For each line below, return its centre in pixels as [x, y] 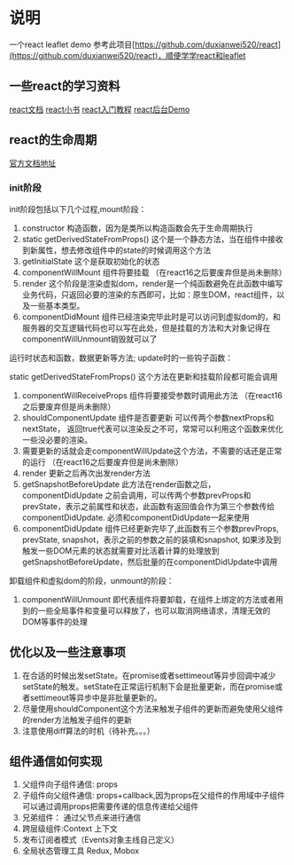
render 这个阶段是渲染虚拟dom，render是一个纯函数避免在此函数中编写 [152, 283]
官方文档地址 [32, 163]
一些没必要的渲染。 [57, 439]
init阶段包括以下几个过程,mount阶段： [78, 208]
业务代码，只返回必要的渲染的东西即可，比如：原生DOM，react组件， [149, 295]
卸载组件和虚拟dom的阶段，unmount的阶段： [92, 580]
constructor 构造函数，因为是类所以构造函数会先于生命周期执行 [138, 228]
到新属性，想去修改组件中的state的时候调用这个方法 [116, 250]
